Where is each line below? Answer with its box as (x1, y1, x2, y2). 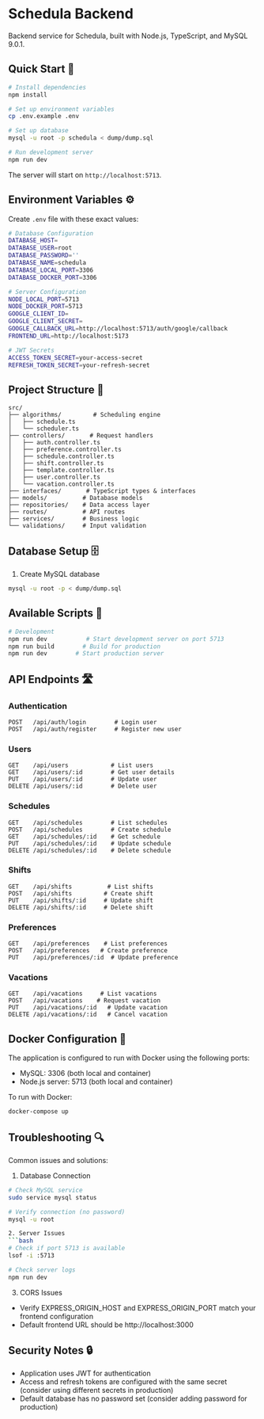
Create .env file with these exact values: (8, 214, 139, 223)
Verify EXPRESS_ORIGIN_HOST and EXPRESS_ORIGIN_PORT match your (19, 1303, 256, 1312)
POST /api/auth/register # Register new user (8, 725, 182, 733)
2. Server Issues (8, 1230, 66, 1238)
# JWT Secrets (8, 346, 55, 354)
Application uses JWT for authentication (19, 1368, 152, 1379)
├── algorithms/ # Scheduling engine (8, 411, 160, 419)
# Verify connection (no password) (8, 1207, 126, 1216)
